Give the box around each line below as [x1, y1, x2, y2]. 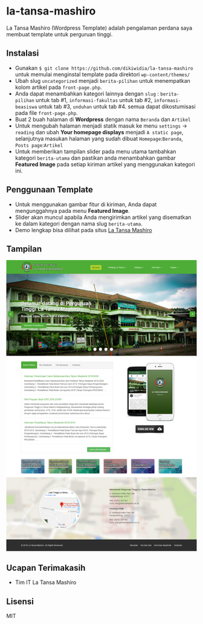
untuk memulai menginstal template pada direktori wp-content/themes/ [14, 71, 190, 78]
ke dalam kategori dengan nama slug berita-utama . [14, 219, 143, 227]
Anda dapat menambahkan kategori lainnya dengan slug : [14, 89, 159, 97]
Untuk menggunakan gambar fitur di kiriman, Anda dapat [14, 201, 157, 208]
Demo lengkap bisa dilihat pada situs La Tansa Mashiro [14, 226, 152, 233]
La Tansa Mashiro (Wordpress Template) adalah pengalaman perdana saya [6, 24, 193, 31]
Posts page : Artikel [14, 141, 63, 149]
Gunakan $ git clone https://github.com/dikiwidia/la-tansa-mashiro [14, 64, 193, 71]
